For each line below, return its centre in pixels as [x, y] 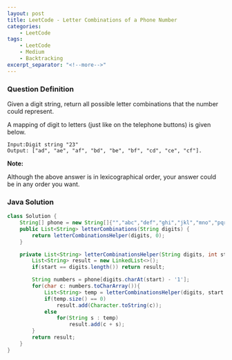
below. [17, 132]
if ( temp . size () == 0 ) [75, 299]
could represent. [30, 111]
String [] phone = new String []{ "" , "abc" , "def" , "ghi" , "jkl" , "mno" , [117, 223]
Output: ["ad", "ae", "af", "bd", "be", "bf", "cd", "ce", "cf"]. [105, 150]
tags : [15, 39]
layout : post [26, 13]
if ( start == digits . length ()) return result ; [99, 267]
